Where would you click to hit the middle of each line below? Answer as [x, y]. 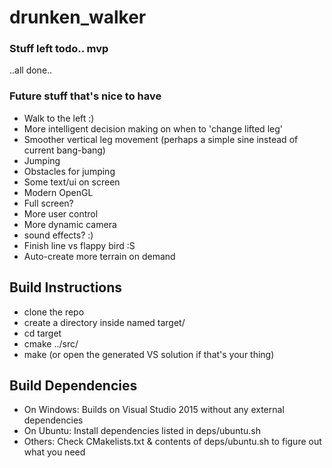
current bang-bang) [64, 150]
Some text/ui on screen [72, 182]
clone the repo [54, 312]
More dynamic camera [70, 224]
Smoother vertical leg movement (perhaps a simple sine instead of [161, 139]
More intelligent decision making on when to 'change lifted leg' [153, 128]
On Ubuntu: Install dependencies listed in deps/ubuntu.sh [142, 431]
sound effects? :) [58, 235]
